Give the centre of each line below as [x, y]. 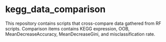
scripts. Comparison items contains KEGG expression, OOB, [67, 28]
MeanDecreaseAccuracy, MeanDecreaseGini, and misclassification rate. [80, 34]
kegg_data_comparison [56, 9]
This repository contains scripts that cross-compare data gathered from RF [83, 23]
